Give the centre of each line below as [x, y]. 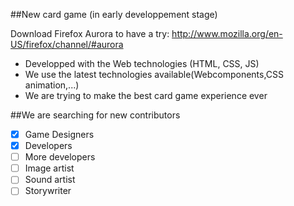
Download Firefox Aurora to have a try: [90, 33]
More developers [60, 157]
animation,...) [52, 85]
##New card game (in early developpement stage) [114, 14]
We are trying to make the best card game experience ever [146, 95]
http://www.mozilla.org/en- [227, 33]
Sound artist [50, 180]
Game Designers [59, 134]
